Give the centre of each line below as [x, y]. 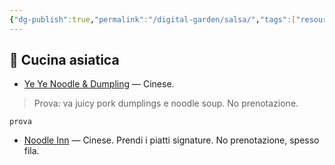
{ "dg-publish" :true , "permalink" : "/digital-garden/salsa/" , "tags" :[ [153, 19]
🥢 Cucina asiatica [64, 60]
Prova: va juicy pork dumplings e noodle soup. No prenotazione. [166, 103]
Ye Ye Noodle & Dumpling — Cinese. [99, 84]
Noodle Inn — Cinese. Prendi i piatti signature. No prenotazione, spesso [171, 140]
